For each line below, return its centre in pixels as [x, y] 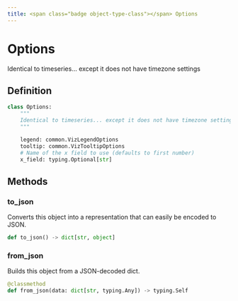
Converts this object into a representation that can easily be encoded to [112, 217]
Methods [28, 181]
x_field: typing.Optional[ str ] [66, 159]
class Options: [30, 107]
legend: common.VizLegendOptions [69, 140]
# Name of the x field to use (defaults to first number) [107, 153]
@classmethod [27, 284]
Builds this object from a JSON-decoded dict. [74, 271]
